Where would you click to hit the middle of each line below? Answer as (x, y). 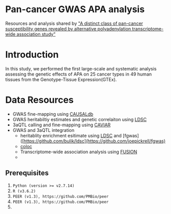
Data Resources (39, 100)
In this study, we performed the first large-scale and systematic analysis (81, 68)
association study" (36, 34)
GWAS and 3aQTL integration (44, 130)
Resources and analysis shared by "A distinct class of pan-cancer (74, 23)
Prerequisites (27, 173)
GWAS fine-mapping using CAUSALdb (53, 114)
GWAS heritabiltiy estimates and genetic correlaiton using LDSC (80, 119)
